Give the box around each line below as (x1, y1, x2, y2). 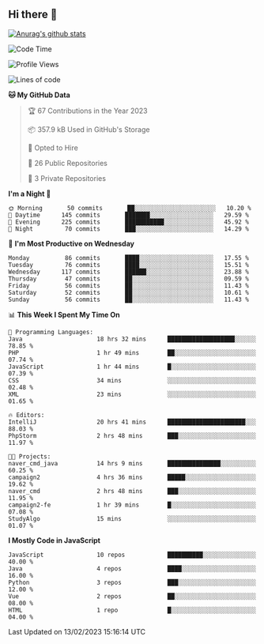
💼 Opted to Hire (27, 143, 79, 153)
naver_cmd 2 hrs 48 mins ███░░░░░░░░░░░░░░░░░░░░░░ (8, 487, 257, 495)
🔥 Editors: (8, 411, 45, 419)
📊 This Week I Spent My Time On (8, 310, 120, 319)
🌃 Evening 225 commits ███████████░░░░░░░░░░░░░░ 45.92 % (8, 218, 249, 226)
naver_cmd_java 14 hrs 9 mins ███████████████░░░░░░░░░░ (8, 459, 257, 467)
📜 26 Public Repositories (27, 158, 108, 168)
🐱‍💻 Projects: (8, 452, 51, 461)
